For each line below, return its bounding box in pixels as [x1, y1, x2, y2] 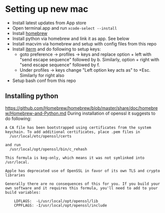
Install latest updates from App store [12, 20, 86, 26]
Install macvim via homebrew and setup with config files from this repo [12, 41, 157, 46]
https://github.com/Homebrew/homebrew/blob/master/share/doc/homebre [5, 105, 158, 111]
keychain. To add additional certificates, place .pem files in [5, 129, 140, 134]
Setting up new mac [5, 3, 88, 15]
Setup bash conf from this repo [12, 78, 76, 84]
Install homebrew [12, 30, 48, 36]
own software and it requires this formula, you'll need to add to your [5, 185, 158, 191]
